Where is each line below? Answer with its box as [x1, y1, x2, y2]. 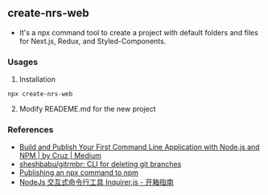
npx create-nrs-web [7, 90, 73, 99]
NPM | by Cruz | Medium [19, 151, 101, 160]
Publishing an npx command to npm [19, 168, 138, 177]
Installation [19, 75, 56, 84]
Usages [7, 56, 38, 67]
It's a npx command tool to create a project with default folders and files [19, 27, 258, 37]
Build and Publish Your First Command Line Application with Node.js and [19, 142, 260, 152]
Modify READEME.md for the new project [19, 104, 156, 114]
